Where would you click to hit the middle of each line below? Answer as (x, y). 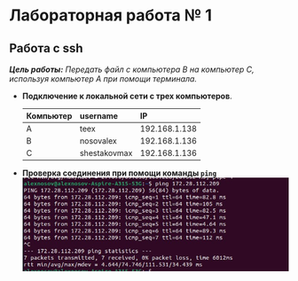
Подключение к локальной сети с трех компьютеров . (127, 96)
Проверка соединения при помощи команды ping (119, 173)
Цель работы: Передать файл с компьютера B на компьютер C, (132, 69)
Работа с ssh (46, 48)
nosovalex (98, 141)
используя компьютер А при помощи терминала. (103, 79)
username (98, 115)
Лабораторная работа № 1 (111, 16)
